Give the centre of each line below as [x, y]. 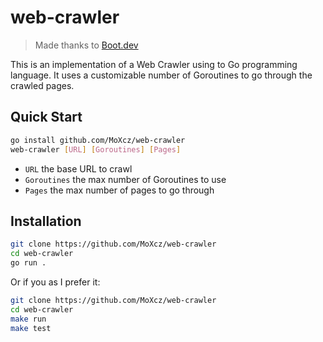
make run [28, 319]
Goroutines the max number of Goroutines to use [125, 179]
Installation [46, 221]
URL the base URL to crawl [78, 168]
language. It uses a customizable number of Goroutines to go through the [161, 75]
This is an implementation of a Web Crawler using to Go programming [154, 64]
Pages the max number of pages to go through [119, 190]
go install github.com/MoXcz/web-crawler [98, 140]
